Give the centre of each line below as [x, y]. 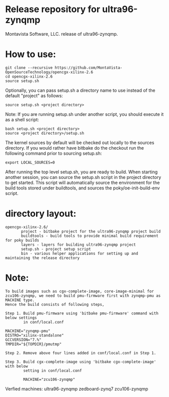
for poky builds [22, 240]
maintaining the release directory [43, 258]
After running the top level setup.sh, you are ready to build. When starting [81, 172]
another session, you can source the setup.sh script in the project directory [83, 177]
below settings [21, 318]
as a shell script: [22, 119]
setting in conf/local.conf [53, 371]
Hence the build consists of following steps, [55, 304]
